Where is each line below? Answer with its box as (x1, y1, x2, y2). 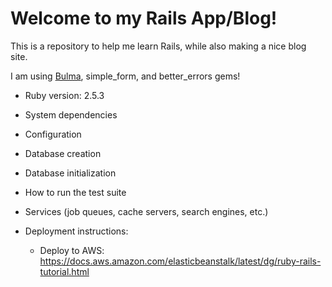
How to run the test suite (24, 186, 127, 198)
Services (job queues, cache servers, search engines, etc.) (24, 205, 269, 217)
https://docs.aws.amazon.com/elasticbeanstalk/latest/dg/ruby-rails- (39, 255, 322, 267)
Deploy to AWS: (39, 244, 105, 256)
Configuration (24, 128, 82, 140)
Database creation (24, 147, 102, 159)
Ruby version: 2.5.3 (24, 89, 105, 101)
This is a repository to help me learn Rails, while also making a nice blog (10, 40, 307, 52)
